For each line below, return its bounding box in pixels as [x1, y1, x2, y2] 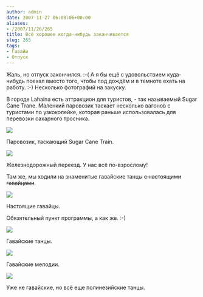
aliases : [6, 20, 29, 26]
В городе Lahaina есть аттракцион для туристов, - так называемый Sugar [6, 95, 198, 103]
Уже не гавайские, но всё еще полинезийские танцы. [6, 284, 145, 291]
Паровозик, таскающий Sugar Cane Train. [6, 138, 114, 145]
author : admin [6, 9, 43, 15]
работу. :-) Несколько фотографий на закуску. [6, 83, 126, 91]
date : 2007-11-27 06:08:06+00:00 [6, 15, 91, 21]
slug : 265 [6, 37, 32, 43]
